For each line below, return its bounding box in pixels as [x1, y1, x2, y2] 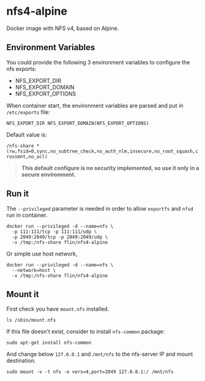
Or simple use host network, [6, 250, 78, 257]
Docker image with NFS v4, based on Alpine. [6, 25, 119, 32]
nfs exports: [6, 65, 37, 72]
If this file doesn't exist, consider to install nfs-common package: [6, 328, 165, 335]
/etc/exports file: [6, 108, 51, 116]
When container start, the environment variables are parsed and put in [6, 102, 184, 109]
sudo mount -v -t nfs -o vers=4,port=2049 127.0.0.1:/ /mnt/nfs [6, 369, 174, 375]
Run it [6, 189, 29, 199]
